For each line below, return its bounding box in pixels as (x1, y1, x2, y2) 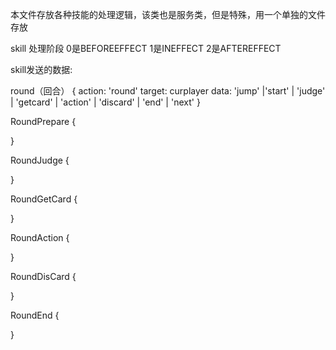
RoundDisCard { (10, 271, 77, 282)
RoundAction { (10, 232, 70, 243)
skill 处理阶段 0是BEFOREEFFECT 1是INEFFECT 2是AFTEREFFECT (10, 43, 282, 54)
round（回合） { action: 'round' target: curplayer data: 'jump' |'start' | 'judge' (10, 85, 326, 97)
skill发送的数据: (10, 64, 73, 75)
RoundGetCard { (10, 193, 78, 205)
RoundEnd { (10, 309, 60, 321)
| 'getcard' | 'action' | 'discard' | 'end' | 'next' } (10, 96, 201, 108)
